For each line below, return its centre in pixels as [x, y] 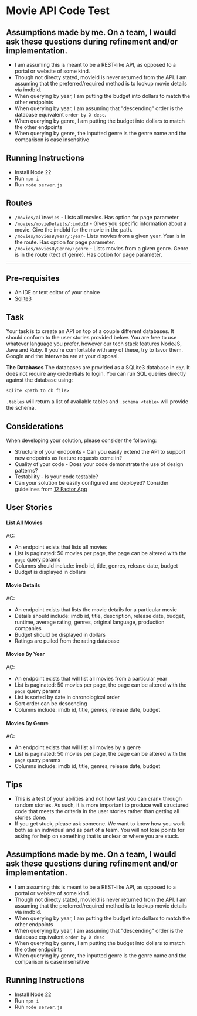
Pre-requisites [33, 279]
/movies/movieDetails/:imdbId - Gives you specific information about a [101, 223]
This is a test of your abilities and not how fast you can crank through [98, 799]
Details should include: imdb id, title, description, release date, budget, [100, 616]
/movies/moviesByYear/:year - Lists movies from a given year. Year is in [100, 236]
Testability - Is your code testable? [56, 477]
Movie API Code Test [58, 11]
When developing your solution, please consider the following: [81, 440]
